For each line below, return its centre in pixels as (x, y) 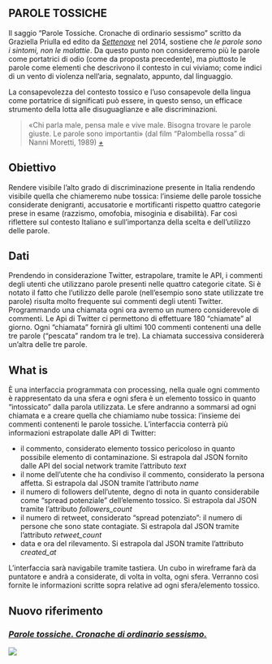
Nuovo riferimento (56, 611)
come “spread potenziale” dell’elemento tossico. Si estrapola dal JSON (138, 501)
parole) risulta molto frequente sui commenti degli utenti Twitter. (116, 302)
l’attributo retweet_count (61, 535)
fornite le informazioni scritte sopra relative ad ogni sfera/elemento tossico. (134, 585)
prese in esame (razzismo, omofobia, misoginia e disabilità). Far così (123, 213)
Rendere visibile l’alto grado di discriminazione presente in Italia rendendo (132, 187)
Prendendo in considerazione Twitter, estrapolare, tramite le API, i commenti (136, 276)
